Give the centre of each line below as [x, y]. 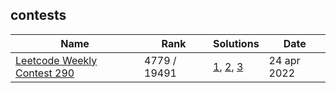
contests [38, 15]
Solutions [236, 43]
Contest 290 [45, 73]
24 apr [284, 60]
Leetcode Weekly [56, 60]
